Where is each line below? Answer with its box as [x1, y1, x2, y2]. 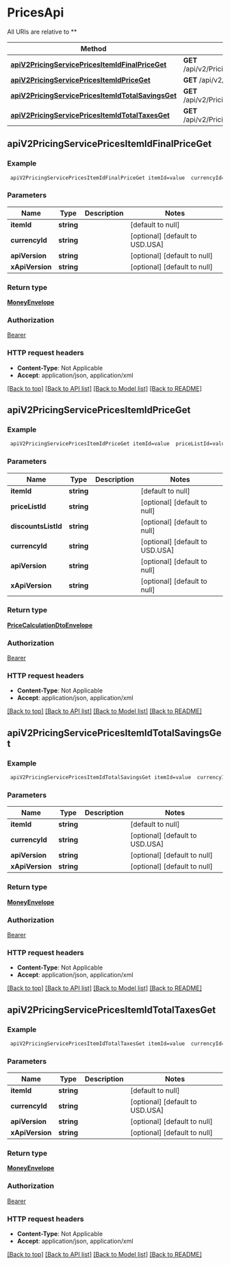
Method [80, 43, 107, 53]
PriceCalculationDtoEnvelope [7, 620, 93, 629]
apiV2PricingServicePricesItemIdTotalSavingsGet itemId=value [10, 774, 192, 781]
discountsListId [10, 521, 63, 530]
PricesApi [7, 5, 64, 21]
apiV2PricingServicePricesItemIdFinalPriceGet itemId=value [10, 174, 186, 181]
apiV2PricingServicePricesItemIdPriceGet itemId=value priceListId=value [10, 440, 228, 447]
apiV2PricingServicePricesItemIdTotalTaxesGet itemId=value [10, 1040, 186, 1047]
